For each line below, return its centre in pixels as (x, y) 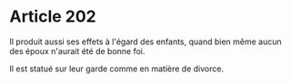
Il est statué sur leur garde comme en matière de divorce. (117, 69)
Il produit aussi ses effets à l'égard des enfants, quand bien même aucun (145, 41)
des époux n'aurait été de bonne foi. (77, 51)
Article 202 (53, 17)
